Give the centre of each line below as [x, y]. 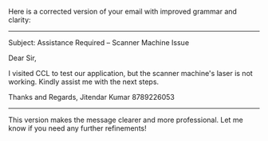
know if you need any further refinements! [77, 128]
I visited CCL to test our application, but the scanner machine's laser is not [130, 73]
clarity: [20, 20]
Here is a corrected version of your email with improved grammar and [123, 11]
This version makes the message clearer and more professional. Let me [126, 120]
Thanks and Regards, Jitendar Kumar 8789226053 [92, 97]
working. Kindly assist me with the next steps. [84, 82]
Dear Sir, [23, 58]
